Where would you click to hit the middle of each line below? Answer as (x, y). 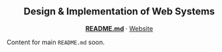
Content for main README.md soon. (56, 42)
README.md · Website (119, 28)
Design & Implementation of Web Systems (119, 12)
